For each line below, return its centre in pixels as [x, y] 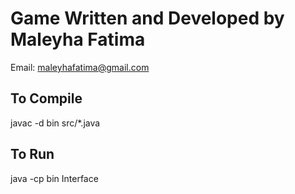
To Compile [46, 98]
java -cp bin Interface [54, 178]
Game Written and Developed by [147, 18]
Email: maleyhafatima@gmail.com [80, 67]
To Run [32, 154]
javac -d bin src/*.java [55, 123]
